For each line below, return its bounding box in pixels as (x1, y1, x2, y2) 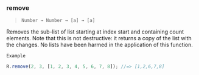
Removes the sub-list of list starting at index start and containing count (6, 28, 184, 35)
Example (6, 53, 26, 59)
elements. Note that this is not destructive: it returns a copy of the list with (6, 35, 192, 42)
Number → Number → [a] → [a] (21, 18, 96, 24)
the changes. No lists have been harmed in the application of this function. (6, 41, 193, 49)
